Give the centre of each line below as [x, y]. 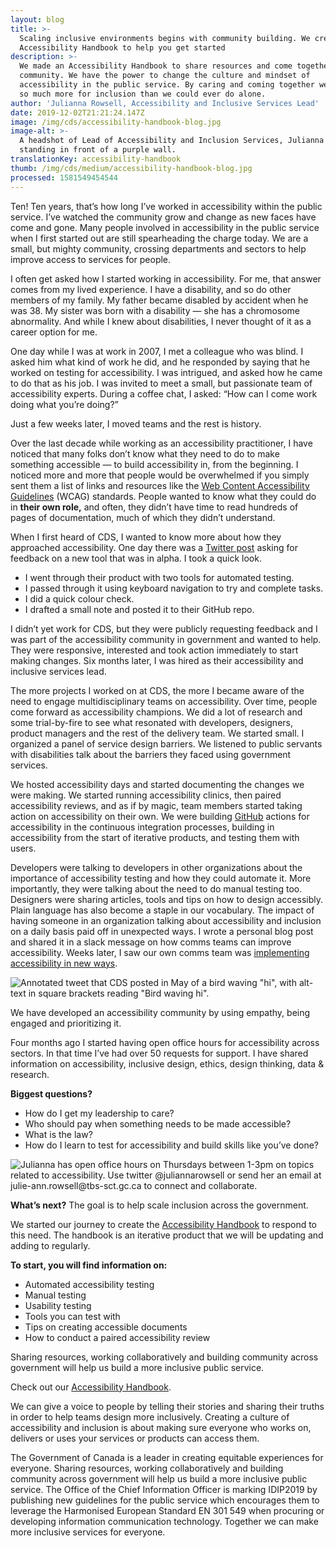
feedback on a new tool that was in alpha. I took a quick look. [136, 558]
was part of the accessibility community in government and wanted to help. [166, 639]
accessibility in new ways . [64, 963]
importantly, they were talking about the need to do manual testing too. [156, 888]
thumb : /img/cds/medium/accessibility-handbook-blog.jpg [131, 168]
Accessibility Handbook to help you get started [122, 47]
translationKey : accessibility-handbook [96, 159]
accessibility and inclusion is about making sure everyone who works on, [161, 1427]
